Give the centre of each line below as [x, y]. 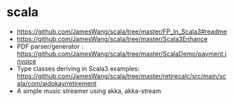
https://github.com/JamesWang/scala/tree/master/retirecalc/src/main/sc [122, 76]
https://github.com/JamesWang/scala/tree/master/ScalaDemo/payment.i [122, 54]
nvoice [26, 61]
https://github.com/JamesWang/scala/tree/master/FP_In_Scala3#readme [122, 31]
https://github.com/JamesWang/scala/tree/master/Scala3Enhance [112, 38]
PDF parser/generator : [50, 46]
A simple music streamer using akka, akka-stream [89, 91]
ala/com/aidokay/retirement [56, 83]
